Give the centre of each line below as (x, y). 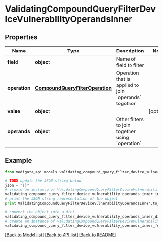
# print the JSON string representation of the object (62, 199)
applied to (128, 85)
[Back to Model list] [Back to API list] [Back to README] (61, 235)
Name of (126, 59)
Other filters (130, 119)
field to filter (130, 65)
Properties (21, 37)
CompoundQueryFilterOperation (73, 88)
